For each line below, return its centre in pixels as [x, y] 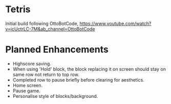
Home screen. [28, 85]
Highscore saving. [32, 63]
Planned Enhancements [57, 50]
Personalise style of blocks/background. [55, 96]
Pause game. [27, 91]
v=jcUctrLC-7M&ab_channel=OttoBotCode [50, 29]
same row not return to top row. [46, 74]
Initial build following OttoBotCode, [42, 23]
